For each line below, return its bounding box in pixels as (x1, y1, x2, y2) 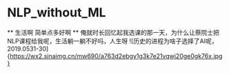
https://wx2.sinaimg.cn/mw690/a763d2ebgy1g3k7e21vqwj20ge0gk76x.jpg (9, 51, 223, 60)
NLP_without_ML (7, 5, 106, 21)
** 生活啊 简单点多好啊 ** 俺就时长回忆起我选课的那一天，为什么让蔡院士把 (7, 28, 219, 36)
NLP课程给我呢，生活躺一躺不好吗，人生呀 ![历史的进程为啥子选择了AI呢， (7, 36, 218, 45)
